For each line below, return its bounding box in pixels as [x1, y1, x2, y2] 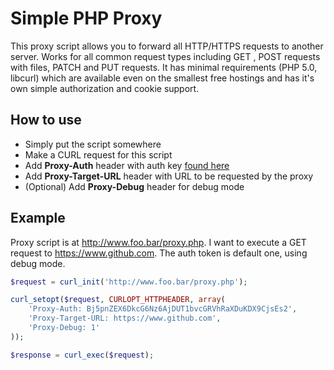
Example [10, 210, 66, 227]
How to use [10, 112, 82, 129]
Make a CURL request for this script [24, 148, 173, 161]
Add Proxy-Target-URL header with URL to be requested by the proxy [24, 170, 314, 182]
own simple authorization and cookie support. [10, 82, 200, 94]
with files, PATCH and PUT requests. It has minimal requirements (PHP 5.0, [10, 61, 318, 73]
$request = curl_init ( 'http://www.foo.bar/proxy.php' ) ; [10, 277, 248, 287]
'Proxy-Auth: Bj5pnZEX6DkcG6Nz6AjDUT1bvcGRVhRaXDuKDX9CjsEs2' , [28, 304, 298, 314]
